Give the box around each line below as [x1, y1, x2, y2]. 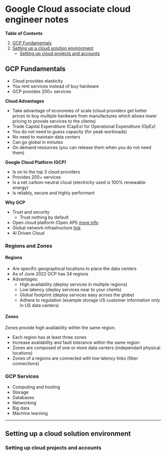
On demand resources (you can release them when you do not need [12, 144, 152, 150]
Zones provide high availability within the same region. [5, 325, 116, 331]
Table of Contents [5, 30, 43, 36]
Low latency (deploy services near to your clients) [19, 286, 122, 292]
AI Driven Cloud [12, 230, 44, 236]
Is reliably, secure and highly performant [12, 189, 95, 196]
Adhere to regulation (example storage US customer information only [19, 297, 161, 303]
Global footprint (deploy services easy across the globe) [19, 292, 134, 298]
